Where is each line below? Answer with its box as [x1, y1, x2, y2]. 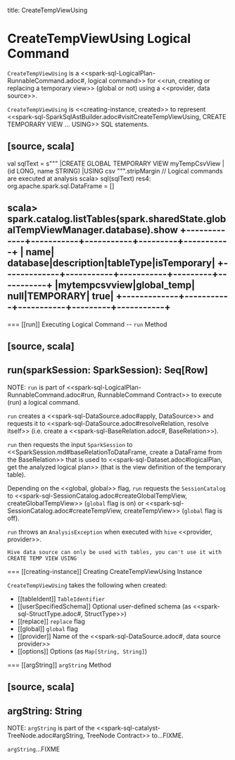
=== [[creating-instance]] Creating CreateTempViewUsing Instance [7, 567, 203, 575]
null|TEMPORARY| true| [7, 290, 114, 302]
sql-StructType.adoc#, [17, 609, 83, 618]
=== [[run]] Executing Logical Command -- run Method [7, 320, 167, 329]
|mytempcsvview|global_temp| [54, 279, 196, 291]
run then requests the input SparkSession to [7, 440, 133, 448]
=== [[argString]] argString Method [7, 661, 111, 669]
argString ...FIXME [7, 744, 61, 753]
